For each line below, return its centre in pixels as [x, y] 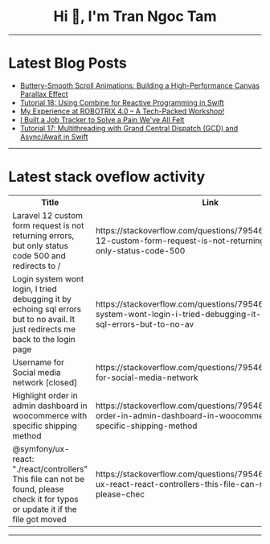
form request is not [48, 225]
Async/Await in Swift [54, 137]
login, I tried [35, 289]
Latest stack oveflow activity [107, 177]
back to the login [44, 339]
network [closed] [45, 382]
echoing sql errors [47, 309]
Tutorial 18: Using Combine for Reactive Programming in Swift [122, 102]
